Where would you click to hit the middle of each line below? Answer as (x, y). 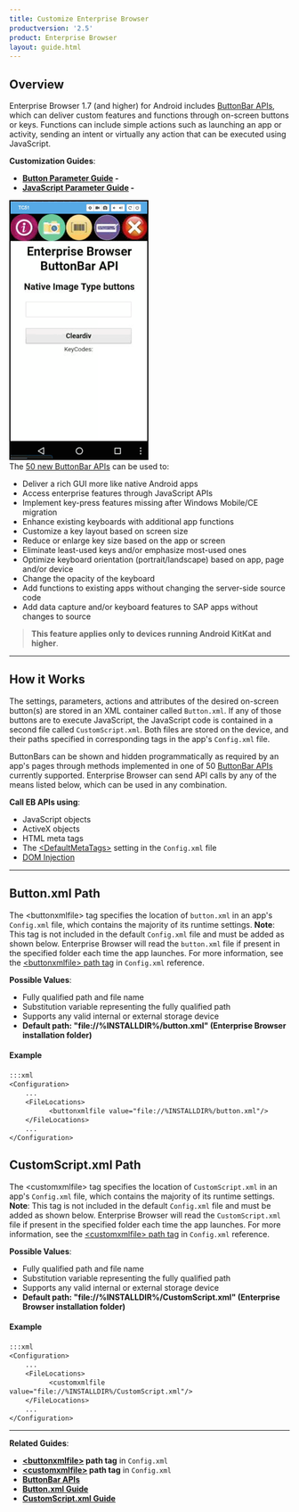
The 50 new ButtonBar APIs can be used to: (89, 467)
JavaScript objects (57, 819)
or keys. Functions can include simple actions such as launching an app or (145, 125)
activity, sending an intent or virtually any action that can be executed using (148, 135)
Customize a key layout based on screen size (105, 532)
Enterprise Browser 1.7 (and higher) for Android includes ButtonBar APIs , (142, 106)
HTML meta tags (53, 838)
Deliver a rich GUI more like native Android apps (110, 484)
